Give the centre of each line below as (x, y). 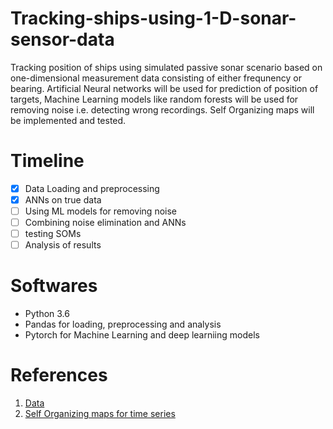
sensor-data (62, 39)
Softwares (54, 286)
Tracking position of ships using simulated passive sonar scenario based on (166, 67)
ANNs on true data (63, 199)
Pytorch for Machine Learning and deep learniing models (142, 335)
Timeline (47, 161)
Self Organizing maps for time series (100, 414)
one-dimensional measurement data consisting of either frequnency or (156, 78)
